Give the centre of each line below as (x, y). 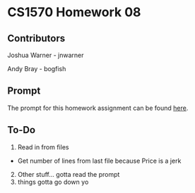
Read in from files (43, 147)
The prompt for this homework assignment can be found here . (98, 108)
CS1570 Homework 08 (74, 12)
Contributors (36, 38)
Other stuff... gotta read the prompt (69, 174)
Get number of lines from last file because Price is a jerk (99, 161)
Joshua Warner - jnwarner (46, 55)
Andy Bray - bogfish (37, 69)
